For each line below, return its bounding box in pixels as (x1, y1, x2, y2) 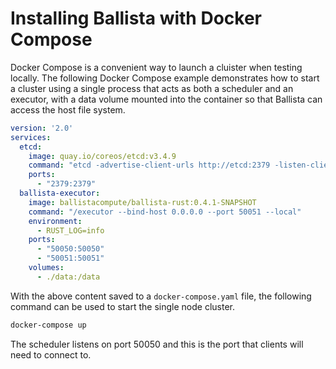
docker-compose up (10, 320, 87, 330)
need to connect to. (10, 348, 92, 361)
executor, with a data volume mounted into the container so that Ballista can (10, 93, 323, 105)
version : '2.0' (10, 123, 74, 133)
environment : (28, 216, 83, 226)
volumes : (28, 263, 65, 273)
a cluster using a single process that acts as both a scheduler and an (10, 82, 294, 94)
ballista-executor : (19, 188, 101, 199)
